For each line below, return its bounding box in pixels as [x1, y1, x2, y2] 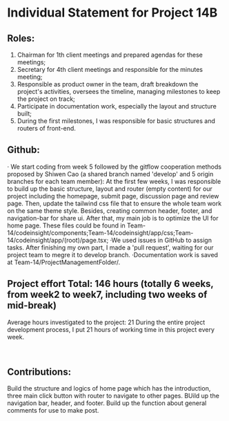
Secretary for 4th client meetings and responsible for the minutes [17, 66, 203, 73]
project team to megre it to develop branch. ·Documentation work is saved [7, 250, 219, 259]
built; [17, 109, 32, 118]
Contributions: [7, 366, 71, 378]
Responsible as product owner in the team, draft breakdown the [17, 80, 199, 88]
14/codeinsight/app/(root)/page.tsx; [7, 236, 109, 244]
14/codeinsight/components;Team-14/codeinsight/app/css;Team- [7, 228, 194, 236]
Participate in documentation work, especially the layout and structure [17, 102, 217, 110]
